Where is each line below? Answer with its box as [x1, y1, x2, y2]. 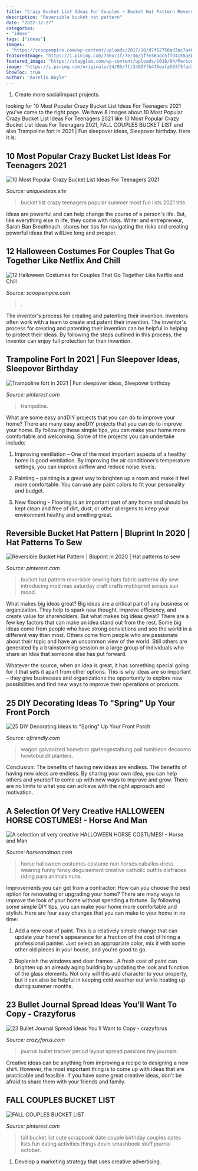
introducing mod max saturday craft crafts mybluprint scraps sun [20, 583, 179, 590]
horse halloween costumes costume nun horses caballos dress [20, 860, 174, 867]
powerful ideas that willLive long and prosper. [6, 229, 117, 236]
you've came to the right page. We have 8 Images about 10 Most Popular [6, 109, 183, 116]
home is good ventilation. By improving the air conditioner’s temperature [14, 456, 190, 464]
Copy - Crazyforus [6, 1009, 76, 1019]
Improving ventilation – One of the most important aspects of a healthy [14, 451, 186, 458]
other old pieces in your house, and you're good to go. [14, 946, 147, 953]
